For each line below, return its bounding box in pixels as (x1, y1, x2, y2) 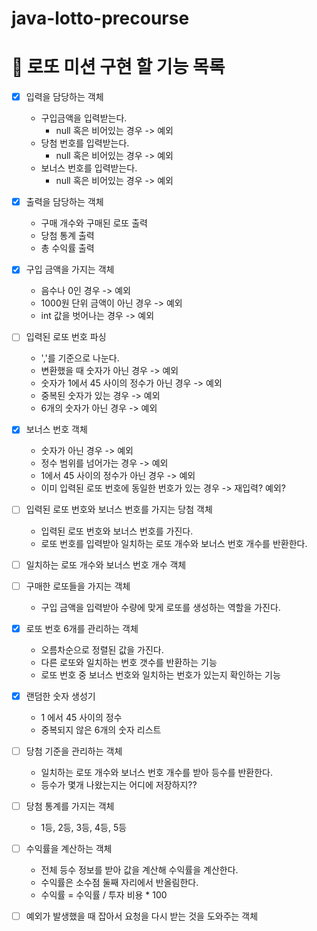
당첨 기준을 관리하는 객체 (25, 745, 123, 757)
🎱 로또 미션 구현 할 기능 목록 (11, 56, 226, 79)
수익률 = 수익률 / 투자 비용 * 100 (40, 888, 168, 901)
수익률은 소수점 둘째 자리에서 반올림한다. (40, 876, 199, 888)
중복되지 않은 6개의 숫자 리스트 (40, 723, 162, 736)
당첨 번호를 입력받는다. (40, 137, 130, 149)
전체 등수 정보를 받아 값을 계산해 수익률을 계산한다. (40, 863, 239, 876)
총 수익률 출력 (40, 242, 95, 254)
